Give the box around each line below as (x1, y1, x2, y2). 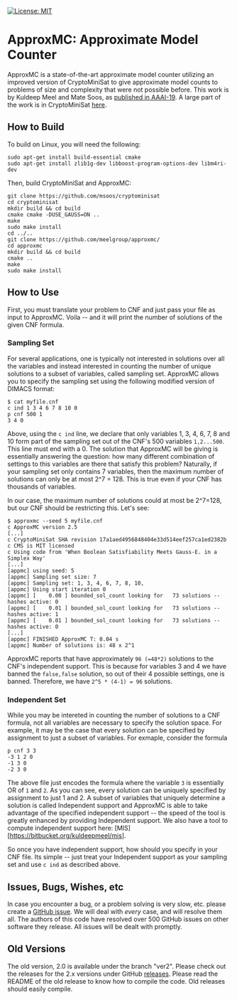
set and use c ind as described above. (7, 861, 121, 869)
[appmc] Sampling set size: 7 (7, 573, 97, 580)
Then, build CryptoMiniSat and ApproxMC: (7, 179, 132, 187)
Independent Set (7, 694, 66, 704)
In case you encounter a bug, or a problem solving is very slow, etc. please (7, 900, 226, 908)
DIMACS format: (7, 384, 55, 393)
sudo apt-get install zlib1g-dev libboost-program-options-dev (7, 160, 199, 167)
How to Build (7, 121, 65, 133)
